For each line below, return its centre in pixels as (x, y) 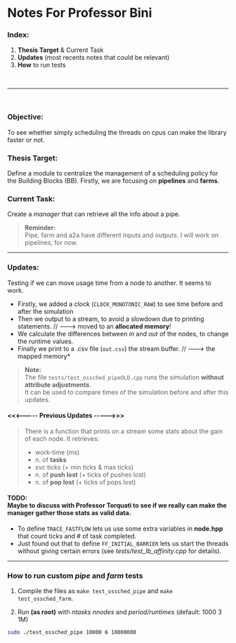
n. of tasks (51, 459)
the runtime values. (45, 341)
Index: (18, 35)
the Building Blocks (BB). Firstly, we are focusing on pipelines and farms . (113, 181)
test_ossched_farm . (45, 599)
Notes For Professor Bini (80, 13)
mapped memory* (44, 356)
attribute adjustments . (58, 385)
